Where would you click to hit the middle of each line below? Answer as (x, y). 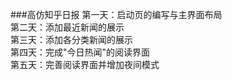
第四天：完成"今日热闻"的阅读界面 (80, 52)
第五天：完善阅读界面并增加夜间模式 (85, 64)
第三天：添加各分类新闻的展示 (71, 39)
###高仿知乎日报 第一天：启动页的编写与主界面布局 (116, 14)
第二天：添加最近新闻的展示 (67, 27)
